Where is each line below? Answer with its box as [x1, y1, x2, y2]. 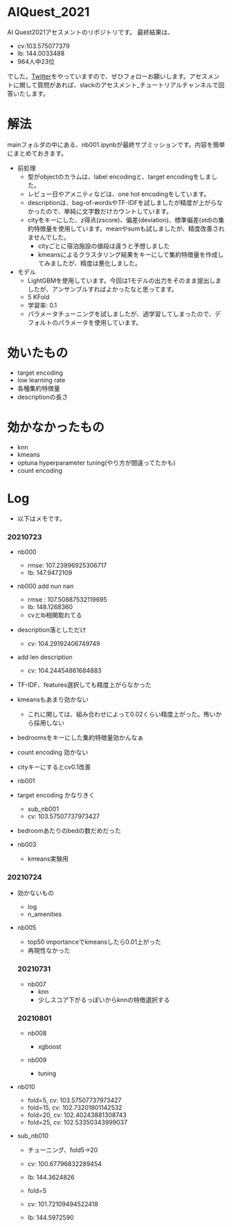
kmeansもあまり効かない [17, 695, 89, 704]
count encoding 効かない [17, 748, 89, 756]
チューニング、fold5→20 [27, 1145, 98, 1154]
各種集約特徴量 [17, 384, 60, 392]
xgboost [37, 1042, 62, 1050]
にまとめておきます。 [7, 149, 68, 157]
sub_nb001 [27, 805, 59, 813]
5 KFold [27, 292, 50, 301]
